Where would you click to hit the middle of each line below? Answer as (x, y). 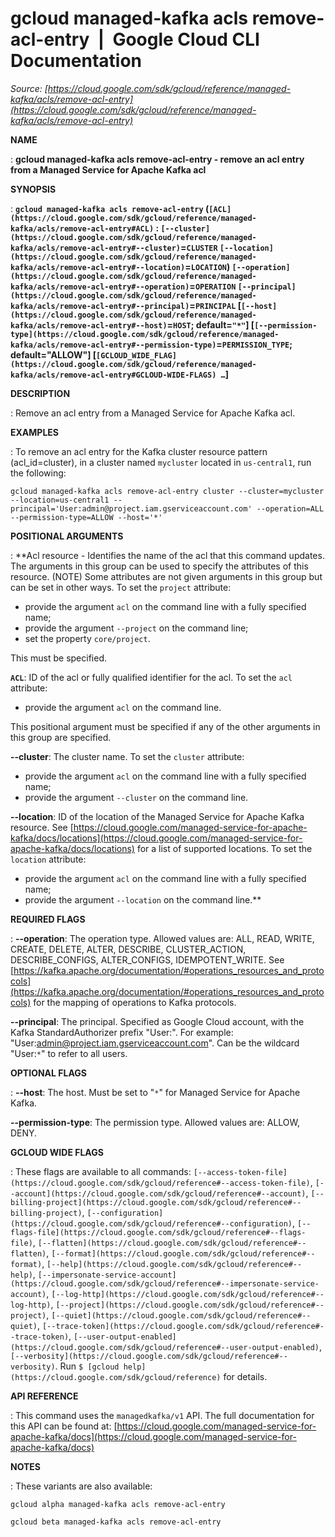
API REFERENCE (44, 1396)
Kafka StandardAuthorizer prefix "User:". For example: (122, 1032)
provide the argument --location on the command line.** (143, 899)
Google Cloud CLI (186, 39)
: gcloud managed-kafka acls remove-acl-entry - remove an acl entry (157, 159)
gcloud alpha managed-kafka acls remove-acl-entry (118, 1504)
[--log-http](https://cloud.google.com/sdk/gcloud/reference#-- (188, 1294)
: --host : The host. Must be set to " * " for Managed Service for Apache (155, 1092)
